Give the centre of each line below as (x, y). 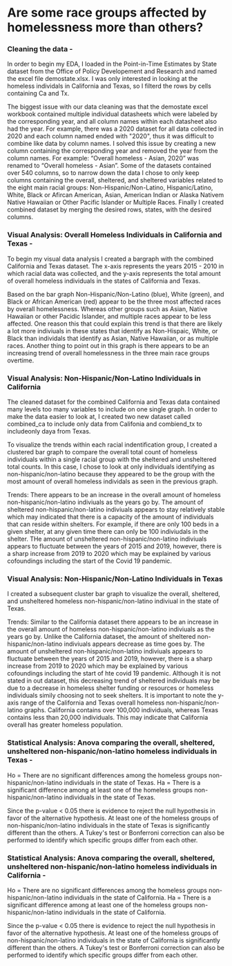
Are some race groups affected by (107, 13)
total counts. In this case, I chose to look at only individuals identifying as (111, 467)
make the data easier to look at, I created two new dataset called (99, 417)
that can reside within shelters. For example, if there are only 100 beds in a (113, 524)
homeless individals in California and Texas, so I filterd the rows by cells (109, 86)
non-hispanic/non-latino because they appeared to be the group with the (111, 474)
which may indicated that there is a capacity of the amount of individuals (110, 517)
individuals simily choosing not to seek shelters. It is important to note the (112, 696)
